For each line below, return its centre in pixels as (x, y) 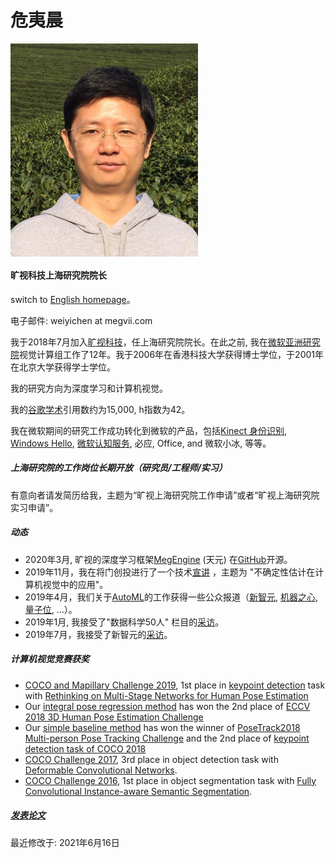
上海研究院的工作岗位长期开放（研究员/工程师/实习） (119, 468)
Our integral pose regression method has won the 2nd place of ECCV (167, 706)
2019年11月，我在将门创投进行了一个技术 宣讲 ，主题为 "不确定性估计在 (170, 572)
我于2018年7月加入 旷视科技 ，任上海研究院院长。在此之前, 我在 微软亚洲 (156, 342)
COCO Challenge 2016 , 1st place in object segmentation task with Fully (170, 780)
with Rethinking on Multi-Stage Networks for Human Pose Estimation (166, 695)
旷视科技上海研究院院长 (58, 275)
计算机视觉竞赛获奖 (50, 659)
